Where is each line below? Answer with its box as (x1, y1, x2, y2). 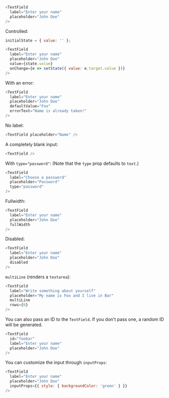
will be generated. (5, 322, 43, 328)
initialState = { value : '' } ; (5, 38, 71, 43)
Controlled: (5, 28, 29, 34)
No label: (5, 122, 24, 128)
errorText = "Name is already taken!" (10, 108, 87, 114)
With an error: (5, 80, 34, 86)
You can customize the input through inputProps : (5, 359, 107, 366)
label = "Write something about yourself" (10, 288, 96, 294)
